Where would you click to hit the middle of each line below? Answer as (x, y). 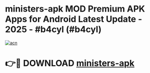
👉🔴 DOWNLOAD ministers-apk (70, 63)
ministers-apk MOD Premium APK (75, 9)
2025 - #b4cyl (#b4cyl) (53, 29)
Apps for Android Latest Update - (74, 19)
